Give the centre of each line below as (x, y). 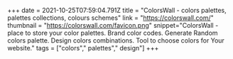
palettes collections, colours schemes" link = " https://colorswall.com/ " (111, 18)
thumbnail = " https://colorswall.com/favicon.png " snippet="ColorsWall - (113, 25)
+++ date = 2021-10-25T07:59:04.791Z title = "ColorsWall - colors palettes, (117, 10)
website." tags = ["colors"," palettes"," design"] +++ (83, 48)
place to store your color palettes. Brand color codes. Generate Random (113, 33)
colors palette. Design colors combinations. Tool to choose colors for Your (116, 41)
